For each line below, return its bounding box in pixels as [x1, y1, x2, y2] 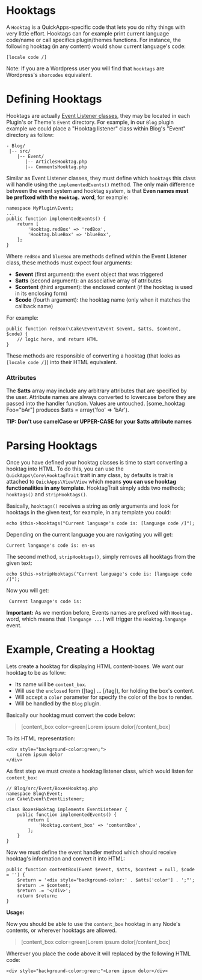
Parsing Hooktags [6, 439, 97, 452]
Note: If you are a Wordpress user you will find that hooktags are [6, 64, 165, 72]
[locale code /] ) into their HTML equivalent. [6, 358, 117, 365]
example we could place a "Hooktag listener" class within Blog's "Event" [6, 124, 186, 132]
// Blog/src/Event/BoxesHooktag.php [6, 785, 98, 792]
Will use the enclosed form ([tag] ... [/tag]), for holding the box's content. [14, 687, 195, 695]
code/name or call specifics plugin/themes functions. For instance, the [6, 36, 182, 43]
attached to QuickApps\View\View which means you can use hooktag [6, 478, 176, 485]
